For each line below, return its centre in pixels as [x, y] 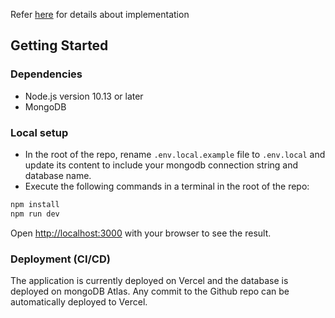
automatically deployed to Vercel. [79, 302]
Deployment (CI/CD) [60, 259]
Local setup [39, 132]
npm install [35, 204]
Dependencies [46, 74]
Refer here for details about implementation [100, 14]
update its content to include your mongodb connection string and [161, 165]
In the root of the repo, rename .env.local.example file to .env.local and [175, 154]
